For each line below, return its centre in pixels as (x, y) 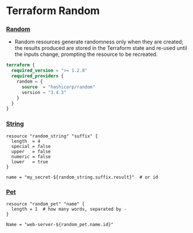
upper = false (31, 151)
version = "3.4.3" (44, 92)
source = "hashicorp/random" (58, 87)
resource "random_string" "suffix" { (52, 136)
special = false (31, 146)
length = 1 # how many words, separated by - (69, 209)
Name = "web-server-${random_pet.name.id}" (60, 224)
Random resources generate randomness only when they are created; (99, 42)
